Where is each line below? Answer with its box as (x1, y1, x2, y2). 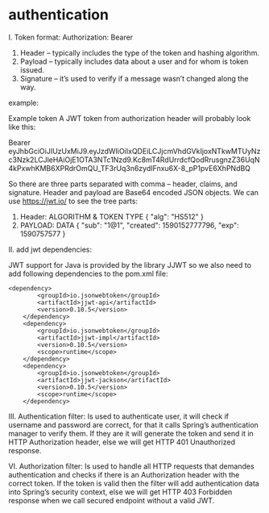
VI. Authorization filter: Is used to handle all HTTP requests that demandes (8, 461, 255, 471)
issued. (19, 65, 45, 74)
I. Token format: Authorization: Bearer (8, 32, 134, 42)
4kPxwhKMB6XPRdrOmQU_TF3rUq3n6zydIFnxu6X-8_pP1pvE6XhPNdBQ (8, 163, 251, 173)
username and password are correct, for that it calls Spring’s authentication (8, 419, 259, 429)
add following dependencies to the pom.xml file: (8, 269, 168, 278)
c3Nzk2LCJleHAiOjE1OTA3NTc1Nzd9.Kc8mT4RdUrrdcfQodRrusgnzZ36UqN (8, 155, 260, 165)
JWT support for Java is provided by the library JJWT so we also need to (8, 260, 252, 269)
